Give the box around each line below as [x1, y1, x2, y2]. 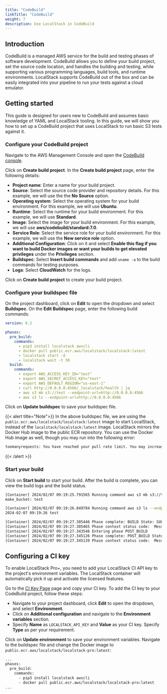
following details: [5, 173, 40, 179]
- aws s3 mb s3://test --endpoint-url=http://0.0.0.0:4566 [18, 390, 143, 395]
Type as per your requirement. [12, 627, 76, 633]
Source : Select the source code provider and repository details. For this [12, 188, 160, 194]
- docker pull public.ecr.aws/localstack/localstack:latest [18, 348, 146, 353]
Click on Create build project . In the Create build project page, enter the [5, 167, 155, 173]
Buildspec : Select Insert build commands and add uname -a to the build [12, 257, 160, 263]
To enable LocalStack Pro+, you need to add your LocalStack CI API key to [5, 565, 158, 571]
